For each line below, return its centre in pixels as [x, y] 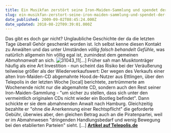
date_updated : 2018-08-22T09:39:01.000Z [49, 24]
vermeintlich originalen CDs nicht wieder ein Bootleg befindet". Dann [77, 98]
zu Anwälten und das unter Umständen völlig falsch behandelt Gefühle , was [85, 49]
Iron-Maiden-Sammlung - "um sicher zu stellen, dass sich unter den [77, 93]
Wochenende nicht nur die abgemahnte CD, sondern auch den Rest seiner [83, 88]
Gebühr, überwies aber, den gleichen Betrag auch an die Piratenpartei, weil [84, 115]
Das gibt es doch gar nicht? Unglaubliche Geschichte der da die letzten [80, 39]
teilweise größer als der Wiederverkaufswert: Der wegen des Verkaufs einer [85, 71]
